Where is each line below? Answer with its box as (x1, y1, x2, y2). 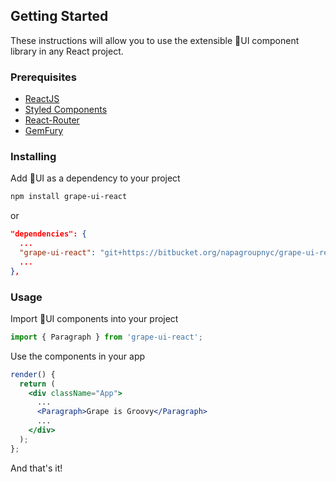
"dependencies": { (10, 229, 87, 239)
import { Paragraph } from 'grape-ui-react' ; (10, 332, 203, 342)
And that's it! (10, 462, 63, 474)
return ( (19, 379, 56, 389)
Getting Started (10, 8, 109, 25)
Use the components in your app (10, 350, 146, 362)
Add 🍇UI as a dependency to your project (10, 172, 181, 184)
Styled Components (24, 104, 108, 116)
